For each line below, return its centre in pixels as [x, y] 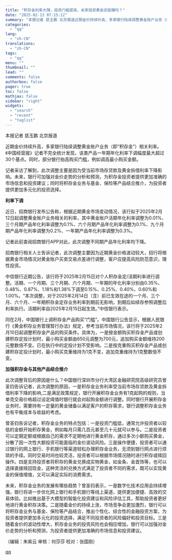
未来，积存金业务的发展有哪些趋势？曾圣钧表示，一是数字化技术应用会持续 [84, 485]
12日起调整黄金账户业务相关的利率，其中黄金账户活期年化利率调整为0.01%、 [86, 218]
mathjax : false [21, 96]
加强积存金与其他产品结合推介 [37, 369]
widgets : [15, 106]
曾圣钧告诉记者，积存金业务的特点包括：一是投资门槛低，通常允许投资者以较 [86, 423]
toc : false [17, 91]
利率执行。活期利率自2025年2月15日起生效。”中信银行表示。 [68, 308]
